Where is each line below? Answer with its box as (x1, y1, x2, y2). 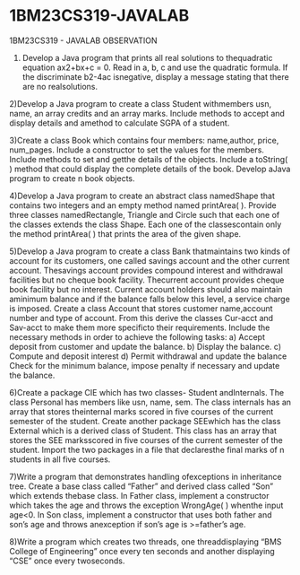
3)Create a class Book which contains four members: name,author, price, (9, 135, 279, 145)
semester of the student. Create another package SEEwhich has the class (9, 415, 281, 426)
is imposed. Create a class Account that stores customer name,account (9, 302, 273, 314)
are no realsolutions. (21, 81, 99, 91)
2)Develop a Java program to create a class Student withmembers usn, (9, 98, 272, 109)
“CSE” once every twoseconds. (9, 555, 125, 566)
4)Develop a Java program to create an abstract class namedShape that (9, 190, 275, 201)
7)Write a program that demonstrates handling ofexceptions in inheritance (9, 471, 282, 482)
